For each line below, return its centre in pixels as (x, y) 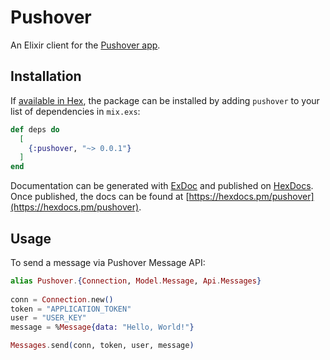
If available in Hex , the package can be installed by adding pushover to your (165, 100)
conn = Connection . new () (62, 299)
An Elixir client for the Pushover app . (85, 45)
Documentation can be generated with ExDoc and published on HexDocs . (162, 186)
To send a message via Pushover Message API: (108, 262)
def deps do (35, 129)
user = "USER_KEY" (48, 318)
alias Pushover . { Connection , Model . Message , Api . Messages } (136, 281)
